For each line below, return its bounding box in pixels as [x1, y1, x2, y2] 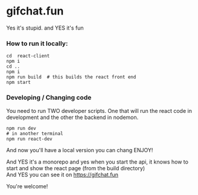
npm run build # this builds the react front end [6, 74, 136, 80]
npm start [6, 80, 31, 86]
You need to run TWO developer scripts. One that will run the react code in [6, 107, 192, 114]
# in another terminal [6, 130, 63, 136]
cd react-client [6, 53, 50, 59]
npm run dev [6, 125, 36, 131]
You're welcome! [6, 182, 48, 190]
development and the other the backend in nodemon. [6, 113, 139, 121]
